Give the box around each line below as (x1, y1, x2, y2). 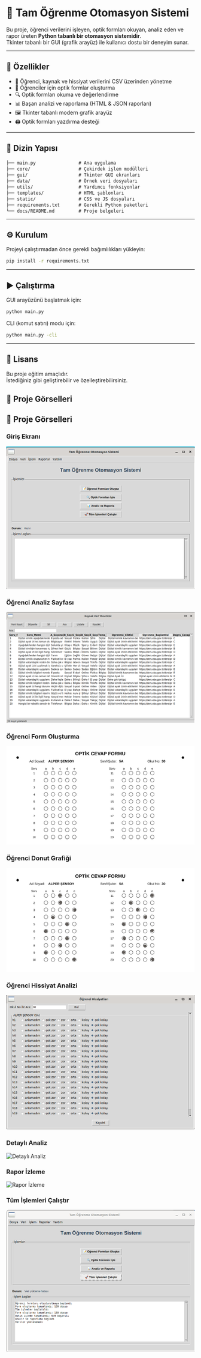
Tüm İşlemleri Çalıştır (6, 1196, 69, 1204)
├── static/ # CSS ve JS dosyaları (6, 196, 135, 202)
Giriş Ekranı (6, 433, 41, 441)
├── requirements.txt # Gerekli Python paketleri (6, 202, 148, 208)
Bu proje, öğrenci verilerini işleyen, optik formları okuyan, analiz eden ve (6, 26, 184, 33)
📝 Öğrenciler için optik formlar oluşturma (14, 84, 115, 91)
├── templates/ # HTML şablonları (6, 190, 124, 196)
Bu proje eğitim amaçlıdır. (6, 370, 69, 377)
